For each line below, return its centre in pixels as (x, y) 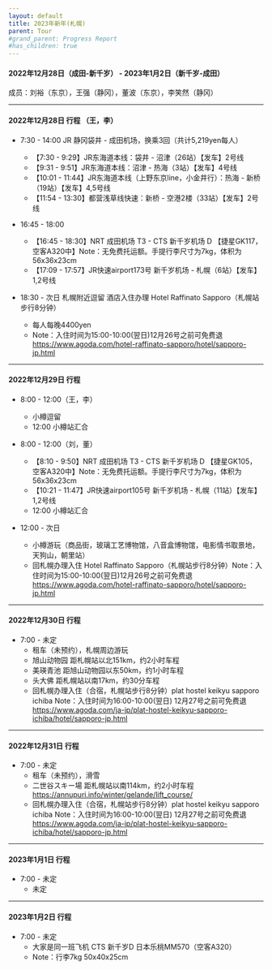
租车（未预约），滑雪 (66, 775)
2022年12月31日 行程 (44, 746)
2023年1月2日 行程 (40, 916)
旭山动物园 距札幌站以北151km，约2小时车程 (106, 660)
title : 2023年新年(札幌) (47, 24)
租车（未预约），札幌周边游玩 (80, 649)
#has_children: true (43, 46)
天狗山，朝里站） (61, 555)
